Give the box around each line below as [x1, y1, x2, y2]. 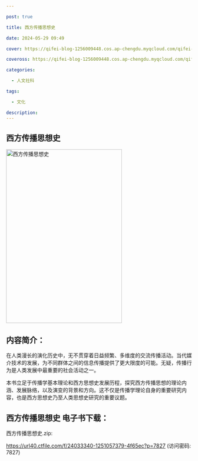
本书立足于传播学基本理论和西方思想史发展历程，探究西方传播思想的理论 [6, 379, 181, 387]
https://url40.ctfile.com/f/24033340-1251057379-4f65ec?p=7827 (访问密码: [6, 442, 192, 449]
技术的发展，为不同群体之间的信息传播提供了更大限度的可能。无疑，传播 [11, 359, 187, 367]
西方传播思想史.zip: [6, 429, 53, 437]
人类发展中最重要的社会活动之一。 [16, 367, 99, 374]
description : [6, 110, 38, 116]
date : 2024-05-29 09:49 [6, 35, 65, 41]
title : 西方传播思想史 [6, 24, 56, 30]
